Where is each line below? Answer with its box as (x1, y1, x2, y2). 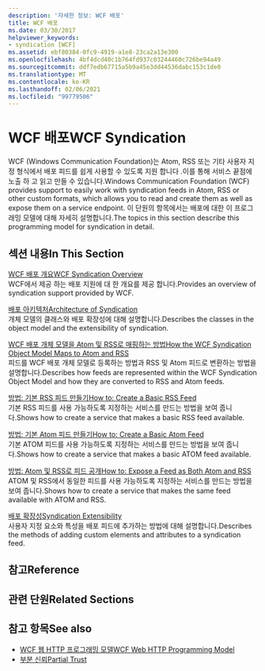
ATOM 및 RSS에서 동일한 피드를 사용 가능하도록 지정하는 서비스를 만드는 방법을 (8, 476, 253, 485)
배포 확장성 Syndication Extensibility (8, 511, 123, 521)
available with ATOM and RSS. (8, 495, 107, 504)
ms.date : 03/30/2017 (8, 26, 77, 34)
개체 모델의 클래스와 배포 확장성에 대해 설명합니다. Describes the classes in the (8, 314, 255, 324)
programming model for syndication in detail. (8, 222, 155, 232)
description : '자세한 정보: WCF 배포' (8, 11, 125, 20)
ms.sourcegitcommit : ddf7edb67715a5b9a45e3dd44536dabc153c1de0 (8, 63, 221, 71)
